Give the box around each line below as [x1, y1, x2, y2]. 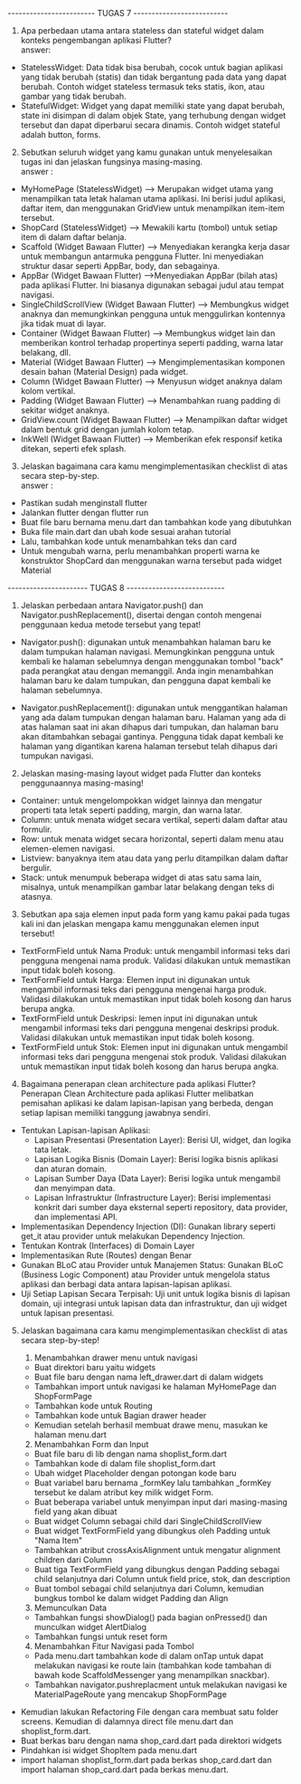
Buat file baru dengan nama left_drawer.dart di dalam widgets [33, 1371, 264, 1382]
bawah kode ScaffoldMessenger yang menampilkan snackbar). [33, 1670, 270, 1680]
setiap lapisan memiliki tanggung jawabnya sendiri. [20, 1108, 211, 1118]
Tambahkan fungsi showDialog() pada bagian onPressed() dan [33, 1612, 268, 1623]
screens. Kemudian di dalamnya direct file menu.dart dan [20, 1716, 234, 1727]
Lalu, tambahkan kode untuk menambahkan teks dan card [20, 536, 238, 547]
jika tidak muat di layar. [20, 319, 107, 329]
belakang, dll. [20, 348, 71, 358]
